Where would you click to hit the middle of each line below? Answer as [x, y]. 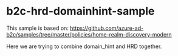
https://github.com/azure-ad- [107, 28]
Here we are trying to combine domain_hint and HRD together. [84, 46]
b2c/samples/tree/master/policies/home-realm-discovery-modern [89, 34]
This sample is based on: [37, 28]
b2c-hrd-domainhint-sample [80, 11]
